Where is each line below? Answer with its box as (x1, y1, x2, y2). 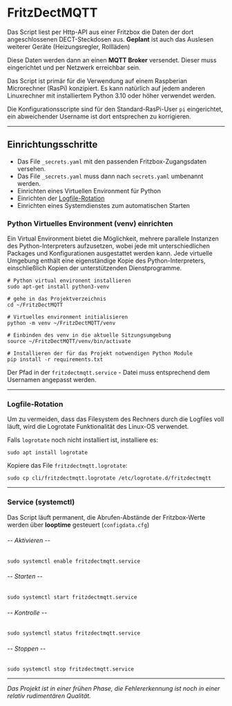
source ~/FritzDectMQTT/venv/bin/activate (7, 338, 131, 345)
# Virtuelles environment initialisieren (7, 314, 128, 321)
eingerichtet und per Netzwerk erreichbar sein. (7, 63, 141, 71)
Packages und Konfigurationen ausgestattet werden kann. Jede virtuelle (7, 249, 213, 258)
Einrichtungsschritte (7, 139, 98, 150)
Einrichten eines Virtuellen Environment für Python (17, 186, 161, 195)
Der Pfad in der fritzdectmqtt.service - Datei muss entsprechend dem (7, 369, 211, 377)
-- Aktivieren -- (7, 536, 50, 545)
